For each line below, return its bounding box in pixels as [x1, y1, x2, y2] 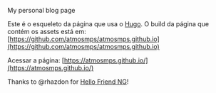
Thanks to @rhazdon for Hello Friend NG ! [7, 77, 129, 86]
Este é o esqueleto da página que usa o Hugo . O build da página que [7, 20, 209, 28]
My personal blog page [7, 6, 76, 14]
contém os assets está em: [7, 28, 87, 35]
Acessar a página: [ [7, 56, 65, 65]
